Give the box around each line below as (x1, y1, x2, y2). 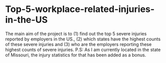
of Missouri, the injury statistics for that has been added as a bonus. (5, 51, 146, 58)
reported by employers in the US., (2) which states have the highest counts (5, 36, 161, 42)
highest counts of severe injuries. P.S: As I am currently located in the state (5, 46, 161, 52)
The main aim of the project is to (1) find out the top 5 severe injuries (5, 30, 147, 36)
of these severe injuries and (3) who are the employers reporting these (5, 41, 152, 47)
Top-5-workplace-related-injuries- (5, 3, 155, 15)
